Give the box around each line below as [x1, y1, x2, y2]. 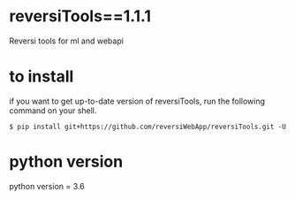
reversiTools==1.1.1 [9, 6, 152, 27]
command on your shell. [9, 104, 97, 116]
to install [9, 66, 74, 87]
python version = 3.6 [9, 181, 86, 191]
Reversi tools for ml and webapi [9, 35, 124, 46]
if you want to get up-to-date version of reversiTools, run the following [9, 96, 266, 106]
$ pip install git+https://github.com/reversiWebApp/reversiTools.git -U [9, 122, 287, 131]
